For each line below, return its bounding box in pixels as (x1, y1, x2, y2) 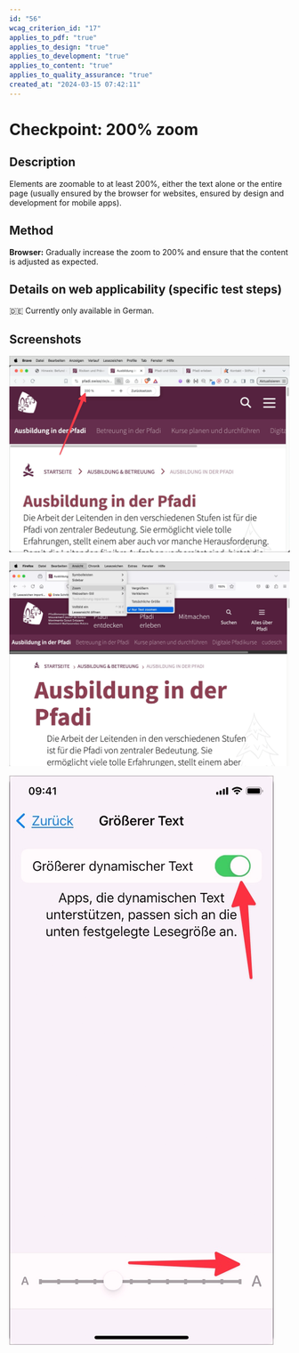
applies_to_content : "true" (9, 61, 114, 70)
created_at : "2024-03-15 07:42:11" (9, 80, 141, 89)
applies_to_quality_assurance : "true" (9, 71, 153, 80)
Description (9, 155, 76, 170)
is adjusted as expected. (9, 256, 99, 267)
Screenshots (9, 332, 82, 347)
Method (9, 223, 54, 238)
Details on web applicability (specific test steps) (9, 281, 282, 297)
